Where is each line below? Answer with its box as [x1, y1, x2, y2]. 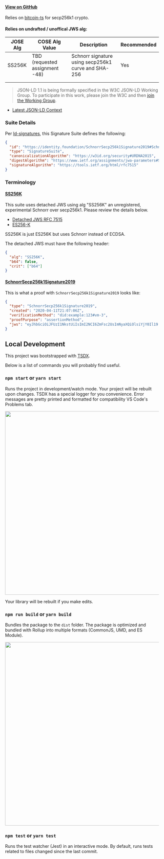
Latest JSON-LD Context [12, 107, 62, 113]
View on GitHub [5, 4, 38, 10]
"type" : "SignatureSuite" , [9, 149, 64, 154]
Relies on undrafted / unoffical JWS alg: [5, 26, 87, 32]
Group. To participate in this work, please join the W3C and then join [17, 92, 155, 98]
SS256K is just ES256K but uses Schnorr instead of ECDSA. [5, 231, 125, 237]
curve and [71, 65, 95, 72]
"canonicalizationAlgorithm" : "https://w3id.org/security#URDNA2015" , [9, 154, 156, 158]
